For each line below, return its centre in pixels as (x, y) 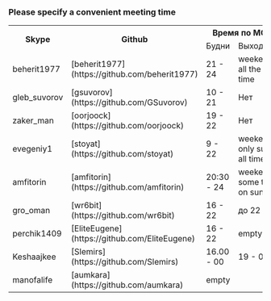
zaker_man (33, 121)
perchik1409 (37, 234)
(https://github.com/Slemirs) (125, 262)
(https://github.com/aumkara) (127, 285)
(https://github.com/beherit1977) (135, 74)
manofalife (33, 280)
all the (249, 69)
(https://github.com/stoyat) (123, 154)
